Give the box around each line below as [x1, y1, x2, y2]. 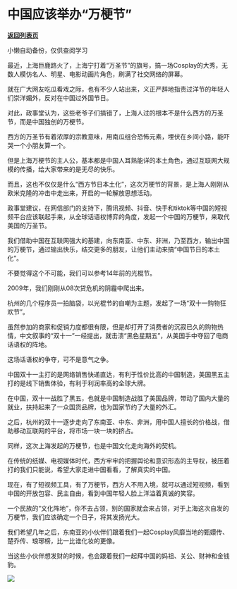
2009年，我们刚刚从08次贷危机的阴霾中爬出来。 [7, 283, 148, 292]
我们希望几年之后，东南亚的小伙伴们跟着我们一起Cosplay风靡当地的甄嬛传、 [7, 528, 229, 536]
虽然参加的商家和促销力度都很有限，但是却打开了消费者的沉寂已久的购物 [7, 322, 217, 331]
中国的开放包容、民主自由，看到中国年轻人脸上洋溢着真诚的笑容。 [7, 489, 199, 497]
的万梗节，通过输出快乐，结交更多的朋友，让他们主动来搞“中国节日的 [7, 244, 208, 254]
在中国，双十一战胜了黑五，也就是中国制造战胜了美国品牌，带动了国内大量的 [7, 394, 230, 402]
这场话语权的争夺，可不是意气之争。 [7, 355, 113, 364]
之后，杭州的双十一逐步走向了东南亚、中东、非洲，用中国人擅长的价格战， [7, 417, 224, 426]
